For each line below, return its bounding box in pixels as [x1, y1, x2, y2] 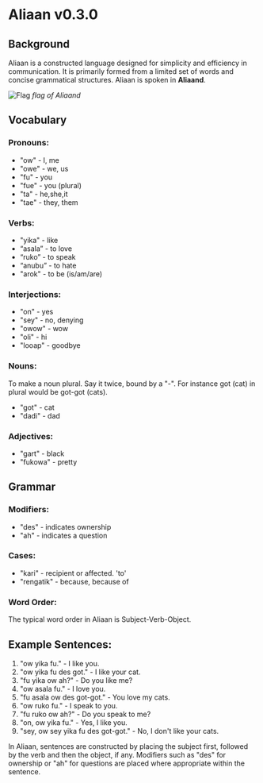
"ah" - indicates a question [19, 530, 108, 540]
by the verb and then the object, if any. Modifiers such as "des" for [8, 750, 227, 759]
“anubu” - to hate [19, 260, 77, 270]
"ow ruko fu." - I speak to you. [19, 700, 118, 710]
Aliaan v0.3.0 [8, 6, 99, 24]
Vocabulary [8, 114, 67, 127]
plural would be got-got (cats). [8, 387, 109, 396]
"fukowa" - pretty [19, 457, 78, 466]
